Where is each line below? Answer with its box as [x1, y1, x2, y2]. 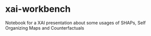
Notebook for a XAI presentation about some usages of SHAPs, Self [5, 20, 146, 26]
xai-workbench [5, 3, 71, 15]
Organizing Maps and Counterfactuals [5, 25, 85, 31]
